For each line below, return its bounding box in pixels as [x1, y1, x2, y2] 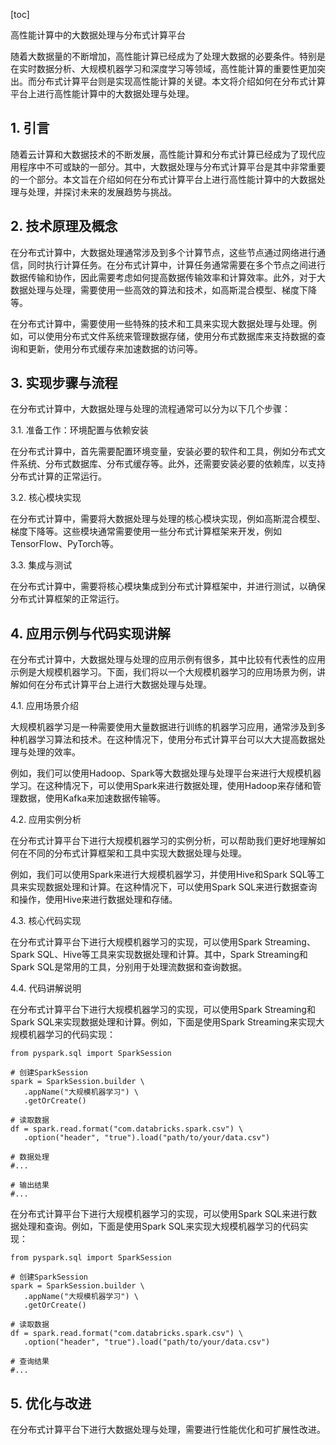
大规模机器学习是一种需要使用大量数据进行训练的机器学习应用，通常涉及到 [10, 721, 317, 733]
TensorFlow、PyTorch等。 [10, 538, 119, 550]
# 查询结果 [10, 1357, 50, 1367]
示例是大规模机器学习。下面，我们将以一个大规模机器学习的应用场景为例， [10, 666, 317, 678]
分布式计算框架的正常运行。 [10, 593, 125, 605]
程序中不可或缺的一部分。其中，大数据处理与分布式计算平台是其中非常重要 [18, 160, 326, 173]
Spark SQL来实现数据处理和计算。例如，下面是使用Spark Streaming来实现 [10, 1016, 317, 1028]
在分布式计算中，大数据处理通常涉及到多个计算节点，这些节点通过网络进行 [10, 246, 317, 258]
